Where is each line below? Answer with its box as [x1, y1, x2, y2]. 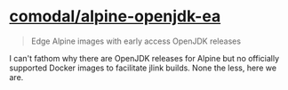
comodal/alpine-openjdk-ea [9, 6, 221, 27]
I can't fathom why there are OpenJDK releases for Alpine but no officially [9, 53, 280, 63]
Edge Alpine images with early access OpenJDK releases [30, 36, 242, 46]
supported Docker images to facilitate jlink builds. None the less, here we [9, 62, 277, 73]
